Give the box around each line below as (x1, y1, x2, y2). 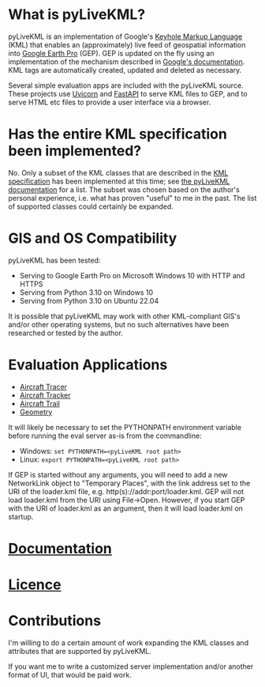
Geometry (19, 407, 53, 417)
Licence (8, 576, 62, 594)
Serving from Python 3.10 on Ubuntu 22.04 (19, 296, 159, 305)
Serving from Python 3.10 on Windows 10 (19, 287, 154, 297)
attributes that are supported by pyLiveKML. (8, 647, 152, 656)
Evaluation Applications (8, 356, 168, 373)
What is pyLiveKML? (8, 6, 146, 24)
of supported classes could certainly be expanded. (8, 202, 174, 211)
